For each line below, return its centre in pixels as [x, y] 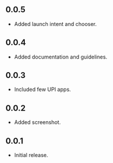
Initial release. [31, 155]
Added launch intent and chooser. [55, 24]
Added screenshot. [37, 122]
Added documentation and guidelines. [61, 57]
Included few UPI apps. [43, 89]
